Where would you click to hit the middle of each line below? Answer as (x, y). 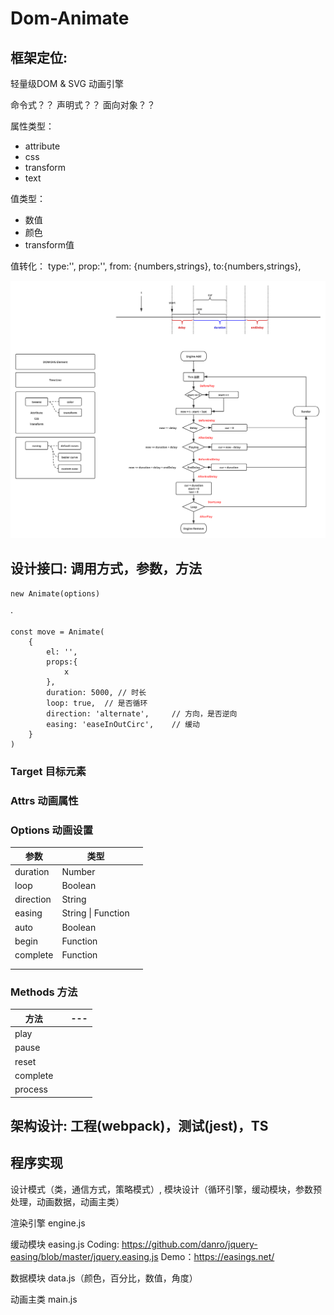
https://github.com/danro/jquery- (189, 1244)
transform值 (49, 245)
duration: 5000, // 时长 (96, 692)
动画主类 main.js (44, 1299)
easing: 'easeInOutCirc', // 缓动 (123, 724)
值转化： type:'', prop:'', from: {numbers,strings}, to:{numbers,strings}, (156, 266)
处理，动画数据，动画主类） (67, 1201)
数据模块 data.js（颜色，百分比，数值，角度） (104, 1278)
